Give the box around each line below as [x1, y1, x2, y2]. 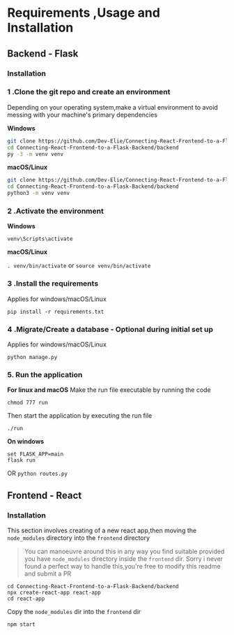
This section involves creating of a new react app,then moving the [7, 526, 197, 534]
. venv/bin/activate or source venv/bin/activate [7, 261, 151, 270]
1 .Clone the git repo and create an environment [7, 87, 171, 97]
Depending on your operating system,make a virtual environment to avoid [7, 103, 218, 111]
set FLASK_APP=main [7, 451, 64, 458]
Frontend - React [7, 489, 82, 501]
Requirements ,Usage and [7, 5, 160, 21]
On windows [7, 437, 45, 446]
